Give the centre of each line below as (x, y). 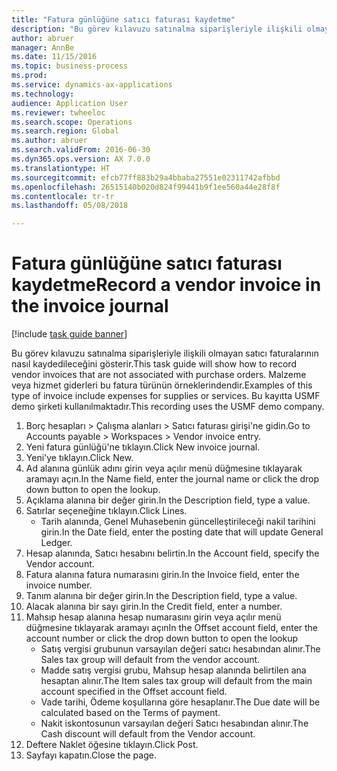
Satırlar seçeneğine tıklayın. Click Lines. (106, 511)
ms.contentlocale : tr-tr (63, 196)
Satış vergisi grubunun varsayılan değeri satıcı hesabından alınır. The (180, 649)
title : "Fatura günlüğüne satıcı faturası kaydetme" (123, 19)
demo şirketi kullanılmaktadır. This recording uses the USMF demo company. (168, 407)
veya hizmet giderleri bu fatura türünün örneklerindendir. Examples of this (162, 385)
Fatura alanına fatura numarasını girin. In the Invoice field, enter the (162, 575)
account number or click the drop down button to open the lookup (161, 638)
